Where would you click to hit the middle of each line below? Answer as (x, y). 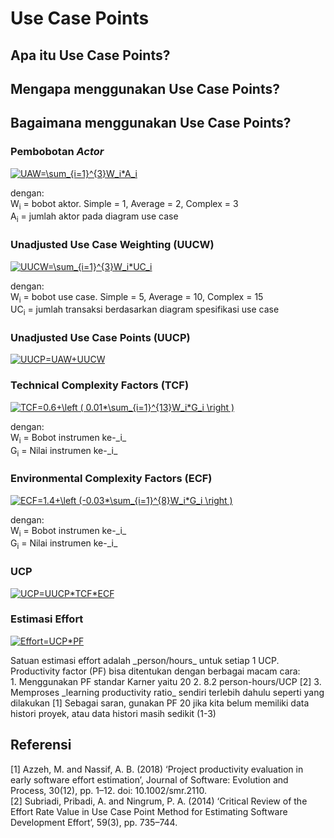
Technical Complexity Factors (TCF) (100, 385)
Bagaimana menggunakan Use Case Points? (151, 123)
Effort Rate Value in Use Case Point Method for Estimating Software (149, 811)
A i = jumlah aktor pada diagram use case (94, 217)
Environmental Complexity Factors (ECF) (111, 479)
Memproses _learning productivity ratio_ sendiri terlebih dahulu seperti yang (167, 692)
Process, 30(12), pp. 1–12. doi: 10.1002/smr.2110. (108, 790)
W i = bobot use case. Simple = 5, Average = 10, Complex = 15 (137, 297)
